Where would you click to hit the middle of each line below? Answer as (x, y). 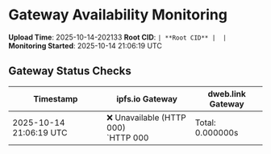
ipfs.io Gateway (147, 98)
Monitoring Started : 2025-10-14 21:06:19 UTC (85, 45)
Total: (205, 123)
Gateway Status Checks (70, 71)
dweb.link (227, 94)
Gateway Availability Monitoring (118, 15)
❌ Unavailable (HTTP (146, 117)
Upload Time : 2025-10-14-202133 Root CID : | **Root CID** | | (118, 37)
